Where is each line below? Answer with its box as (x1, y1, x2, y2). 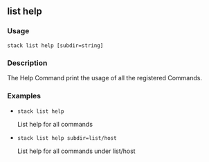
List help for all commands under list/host (17, 147, 136, 155)
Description (7, 58, 48, 68)
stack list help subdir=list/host (17, 135, 117, 142)
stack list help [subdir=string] (7, 42, 104, 49)
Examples (7, 91, 42, 100)
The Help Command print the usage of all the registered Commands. (7, 73, 203, 82)
